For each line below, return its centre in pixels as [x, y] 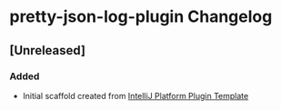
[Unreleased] [48, 50]
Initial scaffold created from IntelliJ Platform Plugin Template [135, 95]
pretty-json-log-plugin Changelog [141, 17]
